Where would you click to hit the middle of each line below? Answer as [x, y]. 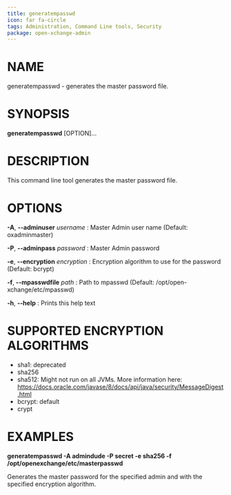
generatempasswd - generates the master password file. [88, 86]
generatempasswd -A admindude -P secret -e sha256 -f [90, 456]
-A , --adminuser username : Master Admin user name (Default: [98, 227]
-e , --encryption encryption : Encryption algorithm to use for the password [114, 261]
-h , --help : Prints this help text [51, 303]
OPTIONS [35, 208]
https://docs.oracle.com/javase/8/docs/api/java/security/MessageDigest [120, 386]
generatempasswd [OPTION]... [52, 133]
